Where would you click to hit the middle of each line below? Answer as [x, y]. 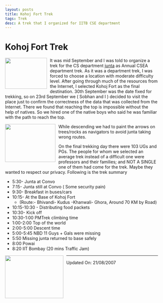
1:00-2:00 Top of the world [39, 223]
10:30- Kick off [27, 213]
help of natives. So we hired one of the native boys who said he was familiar [81, 112]
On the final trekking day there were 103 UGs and [107, 147]
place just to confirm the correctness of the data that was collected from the [81, 102]
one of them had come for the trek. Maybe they [106, 167]
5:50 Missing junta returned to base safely [54, 238]
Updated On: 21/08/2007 [91, 263]
